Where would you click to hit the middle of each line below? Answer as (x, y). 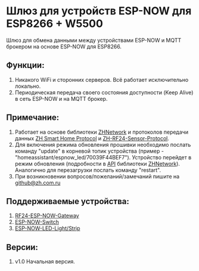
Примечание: (33, 118)
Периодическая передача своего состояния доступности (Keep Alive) (104, 92)
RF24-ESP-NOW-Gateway (47, 215)
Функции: (25, 65)
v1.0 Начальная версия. (45, 261)
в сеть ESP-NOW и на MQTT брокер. (61, 98)
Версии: (22, 247)
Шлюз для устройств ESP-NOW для (99, 11)
